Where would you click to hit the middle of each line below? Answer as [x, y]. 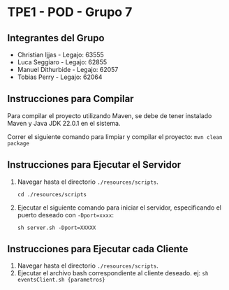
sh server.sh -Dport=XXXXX [57, 228]
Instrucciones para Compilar [71, 99]
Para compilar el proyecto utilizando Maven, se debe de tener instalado [110, 115]
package [19, 143]
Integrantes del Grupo [56, 38]
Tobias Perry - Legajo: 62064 [60, 77]
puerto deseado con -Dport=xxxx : [65, 215]
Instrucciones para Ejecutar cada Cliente [98, 249]
